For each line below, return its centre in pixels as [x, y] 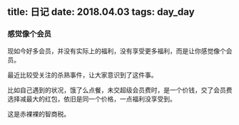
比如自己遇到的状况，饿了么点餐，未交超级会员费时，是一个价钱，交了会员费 [120, 89]
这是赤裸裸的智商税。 [39, 114]
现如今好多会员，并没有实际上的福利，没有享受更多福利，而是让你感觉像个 [117, 50]
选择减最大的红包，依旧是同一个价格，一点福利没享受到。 [92, 99]
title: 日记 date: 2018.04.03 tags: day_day [101, 12]
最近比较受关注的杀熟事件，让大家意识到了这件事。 [82, 75]
